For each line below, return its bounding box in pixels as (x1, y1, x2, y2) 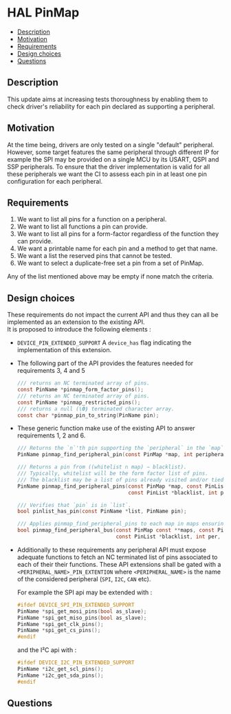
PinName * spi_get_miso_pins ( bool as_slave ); (16, 614, 147, 621)
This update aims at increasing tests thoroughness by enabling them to (7, 95, 208, 103)
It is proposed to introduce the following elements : (7, 325, 151, 334)
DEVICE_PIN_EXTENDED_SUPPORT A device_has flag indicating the (16, 338, 192, 347)
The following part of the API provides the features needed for (16, 359, 194, 367)
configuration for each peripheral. (7, 177, 103, 185)
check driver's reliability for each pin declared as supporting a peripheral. (7, 102, 215, 111)
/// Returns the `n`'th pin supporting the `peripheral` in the (16, 445, 206, 452)
